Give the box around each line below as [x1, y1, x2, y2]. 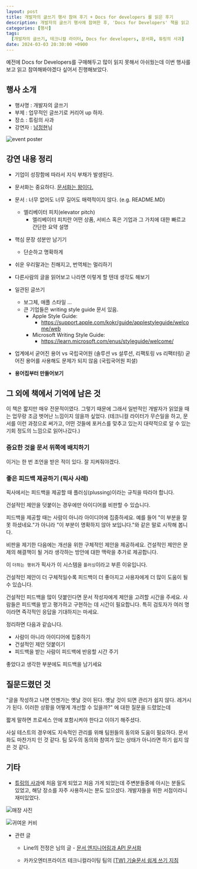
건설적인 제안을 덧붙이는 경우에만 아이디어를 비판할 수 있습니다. [6, 501, 151, 508]
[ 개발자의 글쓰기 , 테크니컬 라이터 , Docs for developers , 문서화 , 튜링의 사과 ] [11, 36, 185, 42]
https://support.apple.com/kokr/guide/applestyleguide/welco [41, 319, 189, 326]
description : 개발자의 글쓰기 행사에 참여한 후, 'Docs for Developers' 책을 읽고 [6, 19, 189, 25]
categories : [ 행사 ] [6, 25, 52, 31]
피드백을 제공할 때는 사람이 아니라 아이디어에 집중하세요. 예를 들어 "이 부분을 [6, 514, 181, 521]
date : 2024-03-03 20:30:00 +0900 [6, 42, 88, 48]
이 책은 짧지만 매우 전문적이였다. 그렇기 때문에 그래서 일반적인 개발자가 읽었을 [6, 405, 183, 412]
